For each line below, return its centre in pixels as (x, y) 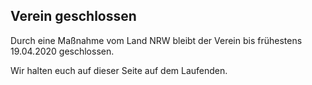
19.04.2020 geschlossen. (62, 51)
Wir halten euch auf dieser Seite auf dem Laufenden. (119, 70)
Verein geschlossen (73, 16)
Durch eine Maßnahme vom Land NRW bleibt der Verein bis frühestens (156, 40)
